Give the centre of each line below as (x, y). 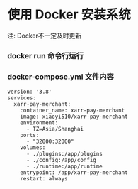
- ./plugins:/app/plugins (64, 154)
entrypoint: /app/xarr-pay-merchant (74, 173)
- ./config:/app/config (61, 161)
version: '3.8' (30, 92)
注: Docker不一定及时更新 (45, 36)
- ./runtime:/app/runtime (64, 167)
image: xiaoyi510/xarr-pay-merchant (74, 117)
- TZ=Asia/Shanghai (54, 129)
